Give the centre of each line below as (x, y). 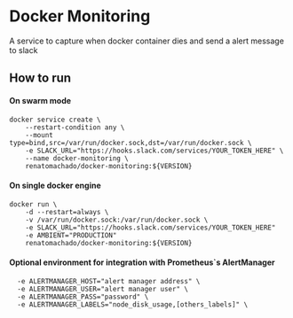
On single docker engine (55, 186)
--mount (39, 135)
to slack (24, 50)
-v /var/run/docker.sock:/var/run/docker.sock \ (117, 220)
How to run (40, 78)
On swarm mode (40, 100)
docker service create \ (55, 120)
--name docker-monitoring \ (77, 158)
